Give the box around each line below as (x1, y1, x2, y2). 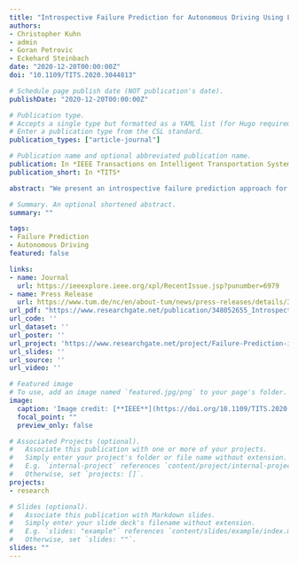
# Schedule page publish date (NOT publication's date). (9, 86, 224, 96)
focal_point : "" (17, 413, 77, 422)
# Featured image (9, 380, 74, 389)
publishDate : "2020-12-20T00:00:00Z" (9, 95, 149, 104)
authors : (9, 21, 42, 30)
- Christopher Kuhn (9, 29, 82, 38)
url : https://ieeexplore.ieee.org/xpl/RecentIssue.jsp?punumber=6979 (17, 281, 279, 291)
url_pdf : (9, 306, 42, 315)
